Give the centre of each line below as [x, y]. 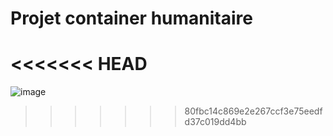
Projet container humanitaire [131, 18]
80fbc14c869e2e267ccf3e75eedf [253, 111]
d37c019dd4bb [215, 122]
